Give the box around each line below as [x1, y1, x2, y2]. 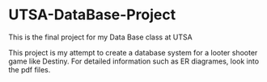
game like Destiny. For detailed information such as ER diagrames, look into [8, 56, 260, 66]
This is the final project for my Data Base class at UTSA [8, 32, 193, 42]
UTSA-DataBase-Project [8, 6, 176, 24]
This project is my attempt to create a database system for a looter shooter [8, 47, 258, 57]
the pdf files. [8, 64, 51, 74]
